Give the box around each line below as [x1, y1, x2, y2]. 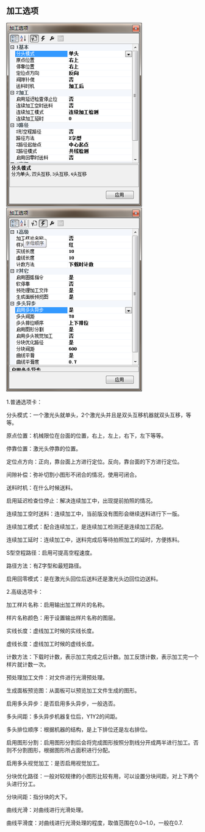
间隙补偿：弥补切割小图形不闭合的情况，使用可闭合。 [6, 471, 140, 478]
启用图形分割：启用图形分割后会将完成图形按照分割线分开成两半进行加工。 [6, 738, 193, 746]
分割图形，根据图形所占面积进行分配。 [16, 746, 113, 754]
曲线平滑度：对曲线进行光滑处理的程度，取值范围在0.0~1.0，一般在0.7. [6, 819, 183, 826]
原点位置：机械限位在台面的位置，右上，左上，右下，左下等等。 [6, 432, 167, 439]
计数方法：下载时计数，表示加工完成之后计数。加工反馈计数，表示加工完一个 [6, 653, 199, 660]
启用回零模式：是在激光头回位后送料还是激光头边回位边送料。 [6, 575, 162, 582]
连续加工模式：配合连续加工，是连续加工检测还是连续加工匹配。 [6, 523, 167, 530]
